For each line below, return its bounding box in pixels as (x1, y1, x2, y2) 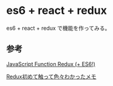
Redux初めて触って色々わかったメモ (6, 73, 97, 80)
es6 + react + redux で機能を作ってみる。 (6, 24, 111, 31)
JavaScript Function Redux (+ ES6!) (6, 60, 96, 67)
